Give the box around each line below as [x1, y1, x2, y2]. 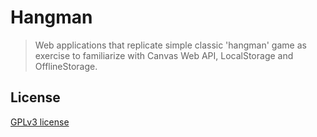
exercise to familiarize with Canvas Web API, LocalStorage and [34, 49, 294, 61]
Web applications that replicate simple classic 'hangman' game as [34, 39, 307, 51]
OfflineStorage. [34, 60, 98, 72]
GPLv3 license [10, 116, 70, 128]
